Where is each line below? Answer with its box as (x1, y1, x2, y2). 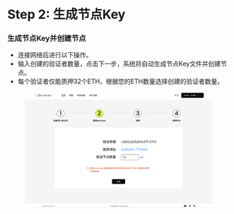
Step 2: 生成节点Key (7, 6, 126, 23)
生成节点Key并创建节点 (7, 33, 86, 43)
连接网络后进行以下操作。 (17, 51, 93, 59)
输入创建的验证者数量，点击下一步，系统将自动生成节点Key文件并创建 (17, 59, 221, 68)
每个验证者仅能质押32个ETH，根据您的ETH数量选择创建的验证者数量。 (17, 77, 224, 85)
